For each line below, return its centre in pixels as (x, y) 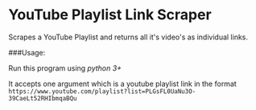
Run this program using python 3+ (65, 68)
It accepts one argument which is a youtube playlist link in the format (123, 84)
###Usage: (27, 52)
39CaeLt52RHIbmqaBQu (43, 98)
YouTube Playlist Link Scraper (110, 15)
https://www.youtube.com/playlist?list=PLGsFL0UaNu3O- (102, 91)
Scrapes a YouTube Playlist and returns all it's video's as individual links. (128, 37)
